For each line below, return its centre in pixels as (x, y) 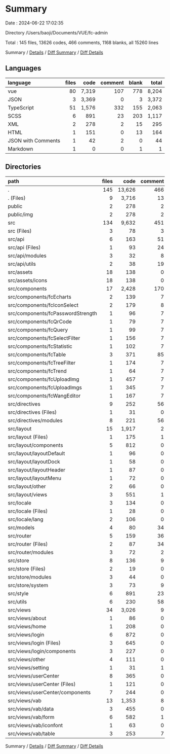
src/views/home (27, 626)
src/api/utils (22, 264)
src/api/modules (27, 256)
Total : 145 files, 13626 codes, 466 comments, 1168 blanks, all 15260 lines (82, 42)
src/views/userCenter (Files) (42, 684)
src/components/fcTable (37, 354)
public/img (20, 214)
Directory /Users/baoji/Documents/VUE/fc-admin (56, 32)
